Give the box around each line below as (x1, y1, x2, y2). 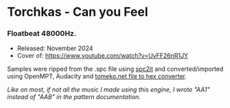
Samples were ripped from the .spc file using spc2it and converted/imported (7, 65, 224, 73)
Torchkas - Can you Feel (7, 4, 149, 20)
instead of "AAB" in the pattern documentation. (7, 93, 141, 101)
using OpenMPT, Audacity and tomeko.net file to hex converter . (7, 72, 187, 80)
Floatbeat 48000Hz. (7, 29, 77, 39)
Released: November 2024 (16, 44, 93, 52)
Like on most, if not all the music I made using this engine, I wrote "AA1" (7, 85, 211, 94)
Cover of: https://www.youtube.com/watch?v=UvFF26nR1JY (16, 52, 189, 60)
